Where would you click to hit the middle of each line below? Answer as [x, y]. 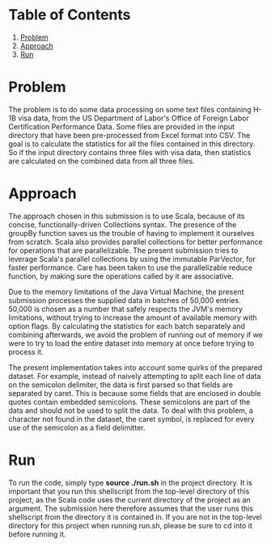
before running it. [37, 534]
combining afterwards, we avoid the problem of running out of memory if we [135, 335]
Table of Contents [70, 15]
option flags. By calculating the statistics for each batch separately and [127, 326]
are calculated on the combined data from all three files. [102, 161]
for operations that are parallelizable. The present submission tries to [123, 250]
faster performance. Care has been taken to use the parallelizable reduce [131, 267]
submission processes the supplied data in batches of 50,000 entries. [125, 300]
